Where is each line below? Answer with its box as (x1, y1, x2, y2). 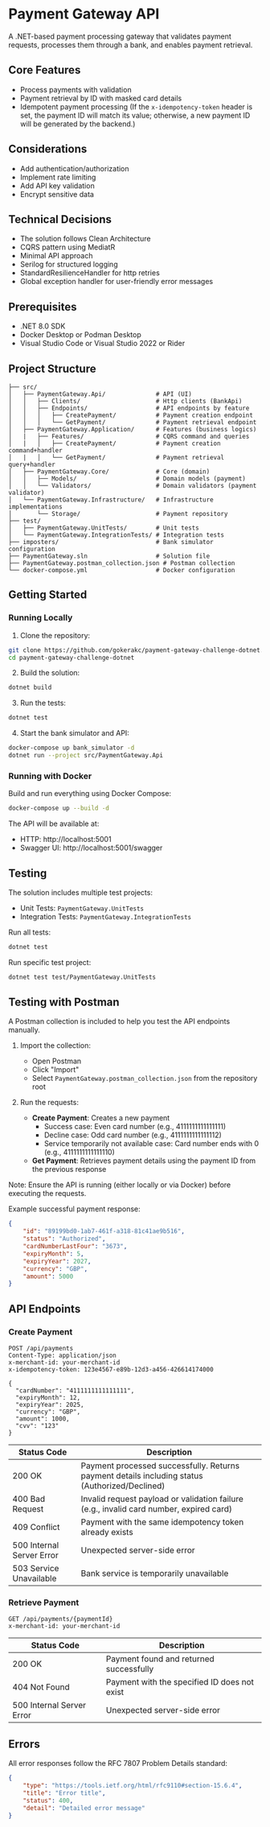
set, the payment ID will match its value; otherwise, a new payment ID (19, 110, 251, 120)
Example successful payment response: (8, 1204, 141, 1214)
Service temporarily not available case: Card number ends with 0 (43, 1139, 260, 1149)
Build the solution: (19, 668, 80, 678)
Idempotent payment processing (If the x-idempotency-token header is (19, 101, 253, 111)
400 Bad (12, 1494, 46, 1505)
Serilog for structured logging (19, 259, 118, 270)
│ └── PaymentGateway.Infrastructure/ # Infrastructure (8, 496, 215, 504)
